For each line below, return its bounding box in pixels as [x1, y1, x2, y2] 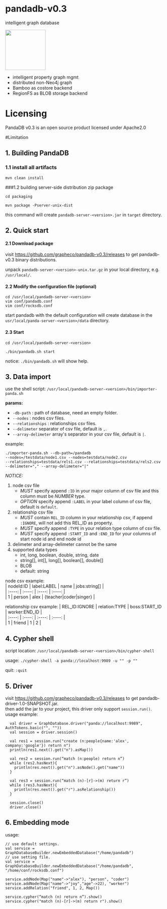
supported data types [12, 547, 58, 553]
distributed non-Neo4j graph [12, 79, 72, 86]
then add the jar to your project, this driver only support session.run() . [5, 706, 152, 712]
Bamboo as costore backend [12, 85, 72, 91]
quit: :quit [5, 667, 27, 673]
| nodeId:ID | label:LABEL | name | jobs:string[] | [5, 583, 104, 589]
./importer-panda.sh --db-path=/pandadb [5, 451, 92, 456]
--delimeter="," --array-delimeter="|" [5, 464, 89, 469]
